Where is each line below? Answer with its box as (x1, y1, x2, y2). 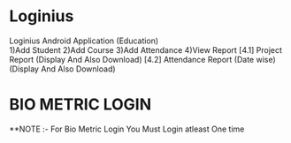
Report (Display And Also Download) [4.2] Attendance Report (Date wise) (9, 54, 276, 64)
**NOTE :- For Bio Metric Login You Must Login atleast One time (9, 124, 245, 134)
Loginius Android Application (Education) (9, 35, 159, 46)
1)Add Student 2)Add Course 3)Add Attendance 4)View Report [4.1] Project (9, 44, 283, 55)
